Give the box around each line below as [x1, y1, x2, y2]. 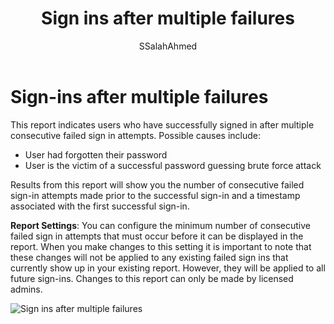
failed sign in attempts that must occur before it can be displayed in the [10, 230, 304, 242]
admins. [10, 283, 43, 295]
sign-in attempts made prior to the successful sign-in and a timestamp [10, 189, 301, 201]
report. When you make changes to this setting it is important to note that [10, 240, 312, 252]
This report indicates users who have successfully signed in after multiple [10, 118, 315, 131]
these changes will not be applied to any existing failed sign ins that [10, 251, 289, 263]
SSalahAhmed [138, 40, 198, 52]
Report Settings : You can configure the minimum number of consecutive [10, 219, 311, 231]
